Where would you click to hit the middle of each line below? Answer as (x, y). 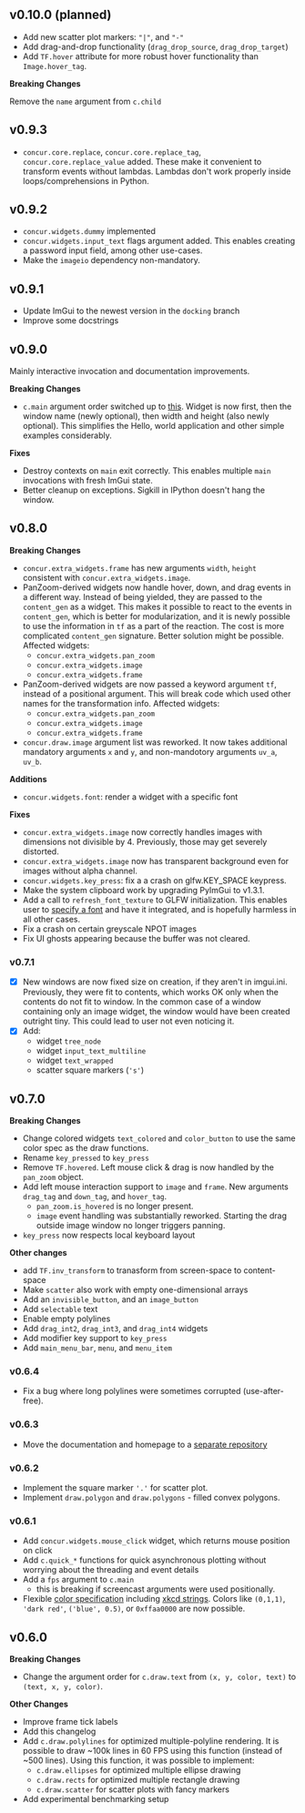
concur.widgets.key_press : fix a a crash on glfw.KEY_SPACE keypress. (154, 880)
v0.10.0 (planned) (61, 15)
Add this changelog (59, 1732)
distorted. (41, 851)
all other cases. (51, 919)
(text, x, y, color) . (62, 1686)
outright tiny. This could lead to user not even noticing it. (128, 1021)
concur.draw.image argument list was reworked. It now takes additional (155, 742)
